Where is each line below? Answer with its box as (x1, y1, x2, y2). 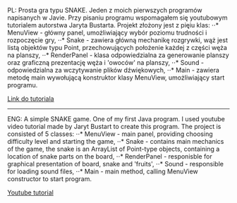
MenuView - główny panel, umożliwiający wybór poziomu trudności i (7, 28, 207, 37)
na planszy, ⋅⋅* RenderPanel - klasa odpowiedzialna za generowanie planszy (7, 51, 229, 59)
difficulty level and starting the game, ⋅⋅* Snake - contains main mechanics (7, 137, 224, 145)
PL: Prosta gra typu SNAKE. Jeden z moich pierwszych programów (7, 6, 202, 14)
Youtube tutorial (7, 188, 54, 197)
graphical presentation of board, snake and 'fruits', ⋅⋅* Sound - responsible (7, 160, 224, 168)
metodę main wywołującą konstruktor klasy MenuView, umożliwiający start (7, 73, 225, 82)
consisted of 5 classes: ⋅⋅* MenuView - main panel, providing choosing (7, 130, 213, 138)
